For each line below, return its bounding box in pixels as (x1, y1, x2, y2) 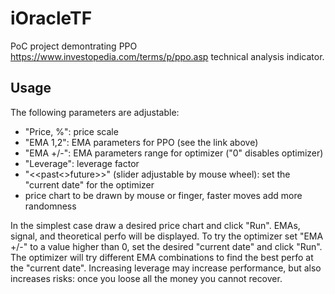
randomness (24, 200, 77, 212)
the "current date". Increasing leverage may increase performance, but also (10, 262, 322, 274)
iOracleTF (10, 7, 93, 30)
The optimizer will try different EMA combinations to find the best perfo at (10, 251, 314, 263)
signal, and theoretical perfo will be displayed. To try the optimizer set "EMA (10, 230, 324, 242)
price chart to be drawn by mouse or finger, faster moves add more (24, 189, 303, 201)
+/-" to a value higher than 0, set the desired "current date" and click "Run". (10, 240, 323, 252)
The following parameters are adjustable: (10, 106, 180, 118)
